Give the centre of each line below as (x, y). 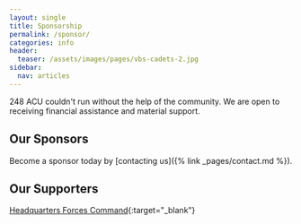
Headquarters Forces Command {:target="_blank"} (102, 211)
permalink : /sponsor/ (50, 34)
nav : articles (44, 76)
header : (24, 51)
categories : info (42, 43)
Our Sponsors (49, 139)
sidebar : (26, 68)
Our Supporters (54, 189)
